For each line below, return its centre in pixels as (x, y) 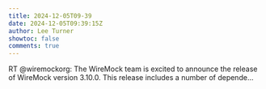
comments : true (34, 46)
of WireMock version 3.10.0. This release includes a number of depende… (131, 78)
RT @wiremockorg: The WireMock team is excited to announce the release (133, 69)
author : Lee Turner (41, 31)
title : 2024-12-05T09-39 (50, 16)
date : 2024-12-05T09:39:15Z (56, 23)
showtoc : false (34, 38)
